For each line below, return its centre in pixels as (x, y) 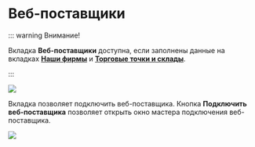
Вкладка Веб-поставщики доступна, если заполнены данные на (117, 50)
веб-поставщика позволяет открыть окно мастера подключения (118, 112)
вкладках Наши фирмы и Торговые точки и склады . (97, 59)
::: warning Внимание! (44, 35)
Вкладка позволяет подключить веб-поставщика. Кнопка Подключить (127, 103)
